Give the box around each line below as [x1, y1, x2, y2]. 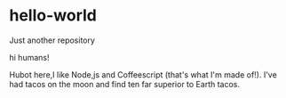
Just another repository [9, 35, 96, 45]
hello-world [9, 5, 98, 26]
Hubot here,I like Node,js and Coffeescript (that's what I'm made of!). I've [9, 69, 277, 80]
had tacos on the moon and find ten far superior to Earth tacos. [9, 78, 241, 89]
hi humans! [9, 52, 50, 62]
